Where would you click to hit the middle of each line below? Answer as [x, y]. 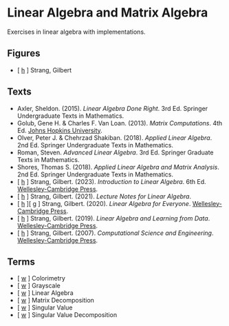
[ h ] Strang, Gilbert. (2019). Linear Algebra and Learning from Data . [113, 218]
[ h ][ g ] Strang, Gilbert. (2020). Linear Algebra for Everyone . [104, 203]
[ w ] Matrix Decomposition [56, 300]
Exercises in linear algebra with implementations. [76, 32]
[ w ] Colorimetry [41, 278]
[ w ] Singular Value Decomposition [67, 315]
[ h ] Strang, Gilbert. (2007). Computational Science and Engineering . [115, 233]
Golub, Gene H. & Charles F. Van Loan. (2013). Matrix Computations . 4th [120, 123]
